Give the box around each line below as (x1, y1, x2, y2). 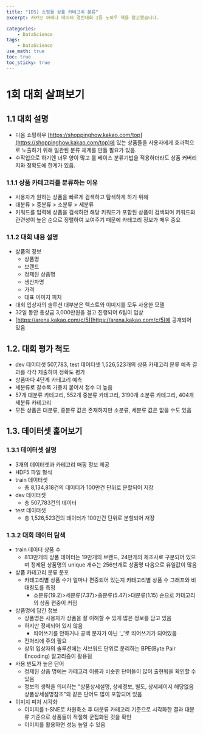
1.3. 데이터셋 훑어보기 (6, 426, 83, 436)
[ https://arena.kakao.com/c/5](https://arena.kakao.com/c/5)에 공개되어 (15, 316, 192, 323)
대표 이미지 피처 (24, 294, 62, 301)
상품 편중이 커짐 (40, 599, 78, 607)
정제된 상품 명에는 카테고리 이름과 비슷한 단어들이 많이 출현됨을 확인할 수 (24, 668, 196, 675)
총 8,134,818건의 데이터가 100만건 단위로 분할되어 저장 (24, 484, 154, 491)
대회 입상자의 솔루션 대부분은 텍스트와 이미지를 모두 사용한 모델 (15, 301, 165, 308)
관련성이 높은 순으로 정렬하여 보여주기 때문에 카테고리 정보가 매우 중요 (15, 216, 181, 223)
